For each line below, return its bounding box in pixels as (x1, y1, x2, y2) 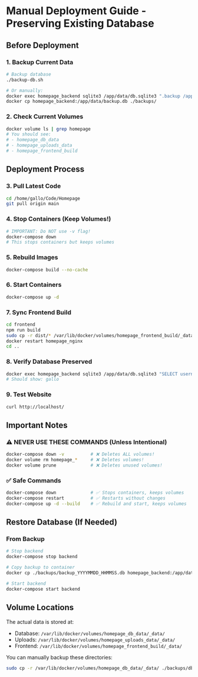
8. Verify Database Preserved (6, 358, 93, 366)
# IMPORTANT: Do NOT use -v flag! (6, 228, 91, 234)
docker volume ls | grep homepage (6, 126, 91, 132)
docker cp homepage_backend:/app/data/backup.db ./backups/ (6, 99, 157, 105)
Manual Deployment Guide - (6, 4, 146, 18)
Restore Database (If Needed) (6, 517, 118, 527)
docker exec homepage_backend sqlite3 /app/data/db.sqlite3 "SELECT (6, 371, 178, 377)
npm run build (6, 327, 41, 333)
